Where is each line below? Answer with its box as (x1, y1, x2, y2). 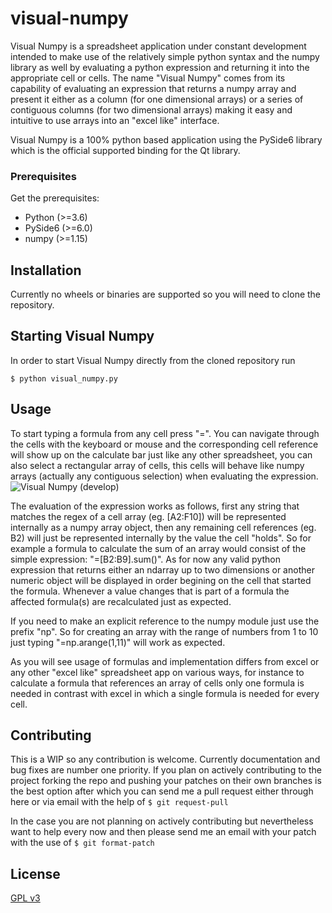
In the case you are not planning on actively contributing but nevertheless (10, 815, 314, 827)
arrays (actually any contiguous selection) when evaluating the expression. (10, 470, 319, 482)
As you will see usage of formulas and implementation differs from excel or (10, 655, 320, 667)
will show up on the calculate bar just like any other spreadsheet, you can (10, 448, 313, 461)
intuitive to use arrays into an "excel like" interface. (10, 114, 220, 126)
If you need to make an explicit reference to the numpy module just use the (10, 615, 320, 627)
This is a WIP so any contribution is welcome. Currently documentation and (10, 753, 321, 766)
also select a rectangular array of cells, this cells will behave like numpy (10, 459, 305, 471)
